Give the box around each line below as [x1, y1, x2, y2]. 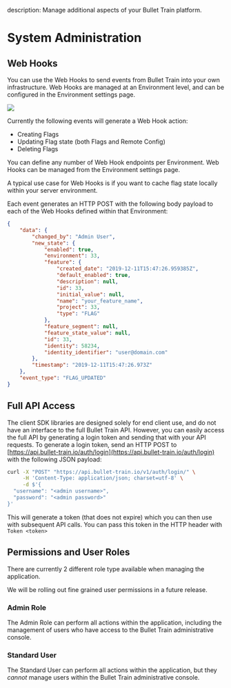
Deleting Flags [17, 145, 59, 153]
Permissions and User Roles [7, 546, 130, 558]
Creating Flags [17, 131, 59, 138]
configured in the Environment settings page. [7, 90, 136, 99]
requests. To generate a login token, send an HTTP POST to [7, 440, 177, 448]
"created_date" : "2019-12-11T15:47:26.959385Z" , [56, 265, 199, 272]
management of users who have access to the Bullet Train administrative [7, 625, 214, 634]
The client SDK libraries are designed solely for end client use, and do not [7, 418, 217, 427]
